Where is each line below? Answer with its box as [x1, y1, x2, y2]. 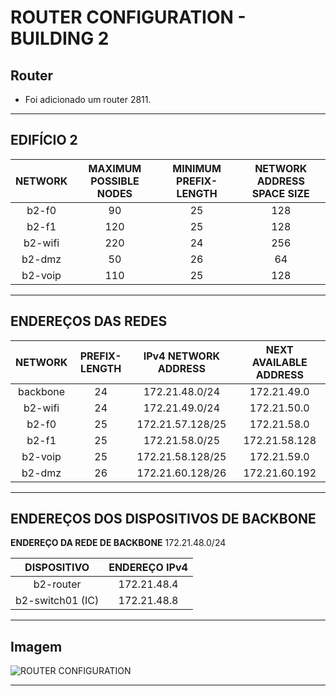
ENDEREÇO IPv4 [108, 561, 188, 575]
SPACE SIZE [251, 186, 310, 200]
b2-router [33, 577, 82, 591]
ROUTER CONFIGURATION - [10, 6, 247, 29]
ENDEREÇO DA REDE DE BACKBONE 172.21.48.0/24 [10, 537, 227, 549]
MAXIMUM [88, 161, 142, 175]
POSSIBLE [90, 174, 140, 188]
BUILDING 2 [10, 27, 110, 50]
